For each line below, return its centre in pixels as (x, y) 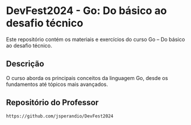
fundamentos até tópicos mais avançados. (57, 84)
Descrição (25, 64)
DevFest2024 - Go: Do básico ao (86, 11)
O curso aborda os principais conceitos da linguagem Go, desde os (87, 78)
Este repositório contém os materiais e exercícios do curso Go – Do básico (95, 39)
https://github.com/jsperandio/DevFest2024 (60, 116)
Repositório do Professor (53, 103)
